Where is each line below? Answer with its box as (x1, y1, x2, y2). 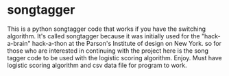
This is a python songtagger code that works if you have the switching (7, 25, 206, 33)
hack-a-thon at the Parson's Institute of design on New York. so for (32, 39, 221, 47)
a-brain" (7, 39, 31, 47)
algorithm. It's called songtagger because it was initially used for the (7, 31, 200, 40)
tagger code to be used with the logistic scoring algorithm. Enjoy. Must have (7, 53, 223, 62)
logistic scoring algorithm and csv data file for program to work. (7, 61, 187, 69)
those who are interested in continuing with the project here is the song (7, 47, 209, 55)
